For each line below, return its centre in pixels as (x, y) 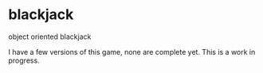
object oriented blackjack (50, 36)
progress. (24, 60)
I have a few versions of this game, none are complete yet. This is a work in (132, 52)
